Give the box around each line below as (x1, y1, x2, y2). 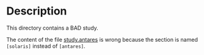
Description (6, 4, 67, 18)
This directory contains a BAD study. (6, 24, 99, 31)
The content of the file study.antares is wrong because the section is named (6, 36, 199, 43)
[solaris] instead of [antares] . (6, 42, 86, 50)
